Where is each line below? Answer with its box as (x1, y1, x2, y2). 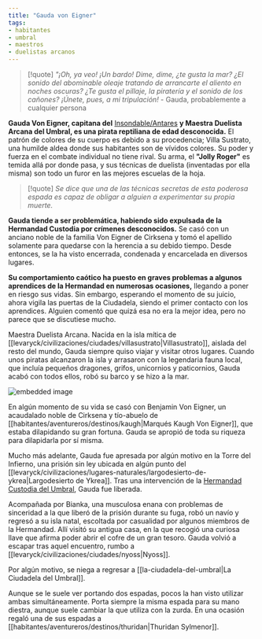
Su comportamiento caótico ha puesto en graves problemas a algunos (8, 273, 242, 282)
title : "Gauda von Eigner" (8, 11, 97, 20)
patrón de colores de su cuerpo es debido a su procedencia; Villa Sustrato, (8, 135, 252, 144)
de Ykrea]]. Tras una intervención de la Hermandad (76, 476, 242, 485)
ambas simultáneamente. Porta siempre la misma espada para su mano (8, 597, 240, 606)
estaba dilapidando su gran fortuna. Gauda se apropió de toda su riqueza (8, 427, 245, 437)
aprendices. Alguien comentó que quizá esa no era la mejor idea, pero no (8, 306, 246, 316)
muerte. (27, 201, 54, 209)
